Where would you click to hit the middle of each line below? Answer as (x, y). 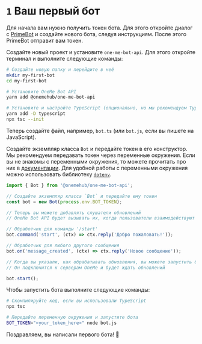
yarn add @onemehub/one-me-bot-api (51, 97)
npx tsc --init (25, 119)
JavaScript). (21, 137)
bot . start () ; (23, 278)
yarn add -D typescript (36, 114)
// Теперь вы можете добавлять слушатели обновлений (74, 213)
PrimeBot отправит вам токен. (44, 40)
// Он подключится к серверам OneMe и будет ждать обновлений (86, 268)
